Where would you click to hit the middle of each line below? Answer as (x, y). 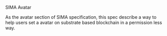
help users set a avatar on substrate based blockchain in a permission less (84, 23)
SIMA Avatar (18, 7)
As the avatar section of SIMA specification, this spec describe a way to (81, 17)
